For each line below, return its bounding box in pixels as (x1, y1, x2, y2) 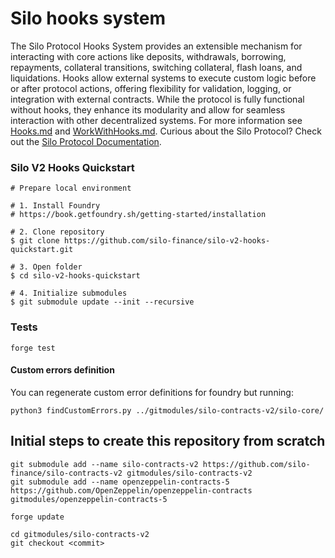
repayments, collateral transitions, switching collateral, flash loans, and (10, 61, 303, 73)
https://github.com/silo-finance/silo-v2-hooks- (63, 236, 271, 246)
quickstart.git (10, 245, 74, 255)
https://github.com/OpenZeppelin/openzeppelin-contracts (10, 485, 253, 496)
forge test (10, 343, 56, 353)
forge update (10, 512, 65, 522)
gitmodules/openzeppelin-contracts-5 (10, 494, 168, 504)
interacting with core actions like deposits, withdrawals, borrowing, (10, 50, 287, 62)
